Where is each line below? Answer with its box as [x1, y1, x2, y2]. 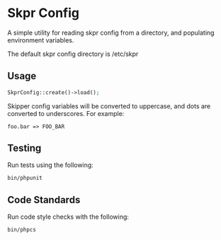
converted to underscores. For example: [7, 109, 125, 118]
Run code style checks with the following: [7, 212, 130, 221]
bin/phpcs [7, 227, 37, 234]
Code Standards [7, 193, 81, 206]
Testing [7, 142, 42, 154]
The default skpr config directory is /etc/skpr [7, 50, 139, 58]
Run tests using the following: [7, 161, 93, 169]
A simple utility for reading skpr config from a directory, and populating [7, 28, 215, 37]
